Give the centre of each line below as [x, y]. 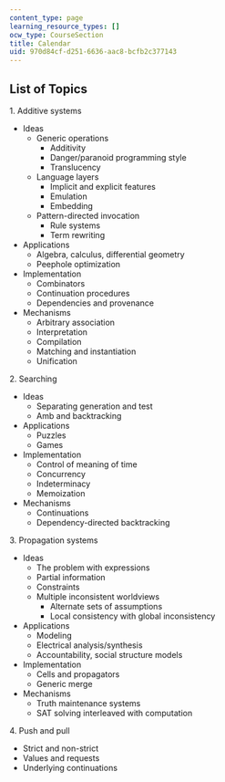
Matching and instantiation [86, 351]
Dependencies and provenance [95, 303]
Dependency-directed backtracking [103, 522]
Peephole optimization [78, 264]
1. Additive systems [46, 110]
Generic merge [64, 683]
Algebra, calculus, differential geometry [110, 254]
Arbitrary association [76, 322]
